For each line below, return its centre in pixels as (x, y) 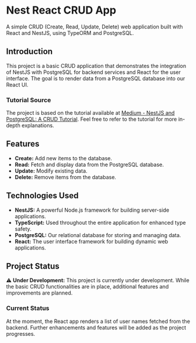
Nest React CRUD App (61, 10)
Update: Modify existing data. (51, 171)
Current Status (28, 308)
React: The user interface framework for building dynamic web (91, 241)
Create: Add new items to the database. (63, 158)
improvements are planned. (39, 293)
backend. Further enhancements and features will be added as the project (96, 327)
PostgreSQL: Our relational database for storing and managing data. (98, 235)
